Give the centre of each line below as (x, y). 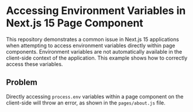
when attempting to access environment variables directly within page (91, 45)
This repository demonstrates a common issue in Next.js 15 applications (93, 39)
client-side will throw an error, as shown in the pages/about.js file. (86, 103)
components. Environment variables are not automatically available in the (94, 51)
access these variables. (35, 64)
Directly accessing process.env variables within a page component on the (95, 96)
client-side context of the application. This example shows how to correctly (97, 58)
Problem (22, 83)
